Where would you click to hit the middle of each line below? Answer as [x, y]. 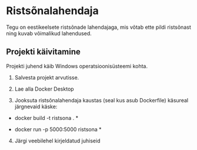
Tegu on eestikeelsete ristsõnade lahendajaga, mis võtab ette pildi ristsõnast [98, 27]
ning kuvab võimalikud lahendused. [49, 33]
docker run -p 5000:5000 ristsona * [58, 129]
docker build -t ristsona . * [46, 118]
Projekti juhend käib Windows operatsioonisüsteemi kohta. [77, 66]
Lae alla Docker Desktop [44, 89]
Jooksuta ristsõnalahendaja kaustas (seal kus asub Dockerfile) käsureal [101, 100]
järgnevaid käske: [36, 106]
